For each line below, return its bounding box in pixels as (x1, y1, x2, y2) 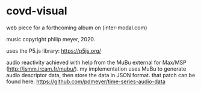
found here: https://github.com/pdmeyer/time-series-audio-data (6, 78, 165, 85)
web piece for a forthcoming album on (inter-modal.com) (6, 24, 147, 31)
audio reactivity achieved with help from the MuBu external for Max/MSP (6, 59, 187, 66)
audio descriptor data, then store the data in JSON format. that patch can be (6, 71, 196, 78)
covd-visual (6, 4, 67, 18)
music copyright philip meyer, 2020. (6, 35, 96, 43)
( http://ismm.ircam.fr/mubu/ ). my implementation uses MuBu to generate (6, 65, 187, 72)
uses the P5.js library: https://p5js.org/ (6, 47, 101, 54)
